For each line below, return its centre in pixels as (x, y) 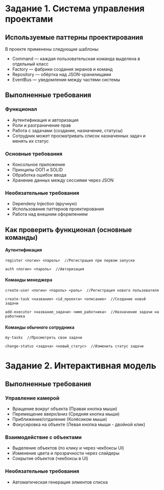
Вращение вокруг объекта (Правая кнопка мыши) (65, 409)
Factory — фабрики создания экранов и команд (62, 69)
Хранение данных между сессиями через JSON (63, 180)
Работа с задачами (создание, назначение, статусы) (68, 130)
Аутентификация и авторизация (45, 120)
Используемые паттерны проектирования (74, 37)
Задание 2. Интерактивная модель (81, 366)
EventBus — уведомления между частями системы (66, 80)
